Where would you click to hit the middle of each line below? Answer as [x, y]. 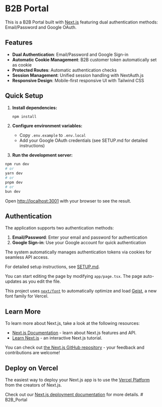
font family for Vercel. [27, 296]
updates [13, 281]
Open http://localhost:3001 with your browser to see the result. [68, 201]
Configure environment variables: [47, 126]
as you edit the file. [42, 281]
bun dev [13, 191]
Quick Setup [24, 96]
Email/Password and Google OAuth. [41, 27]
